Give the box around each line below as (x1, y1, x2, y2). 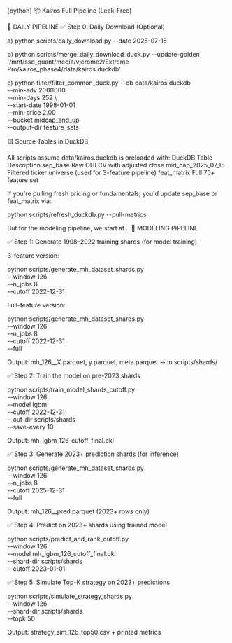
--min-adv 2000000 (7, 86, 66, 94)
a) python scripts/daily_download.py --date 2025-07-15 (7, 36, 168, 45)
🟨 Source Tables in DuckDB (7, 137, 89, 146)
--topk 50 (7, 614, 36, 623)
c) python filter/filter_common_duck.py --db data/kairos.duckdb (7, 78, 191, 87)
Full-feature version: (7, 301, 66, 309)
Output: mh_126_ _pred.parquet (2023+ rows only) (7, 507, 150, 516)
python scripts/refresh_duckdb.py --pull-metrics (7, 210, 147, 219)
